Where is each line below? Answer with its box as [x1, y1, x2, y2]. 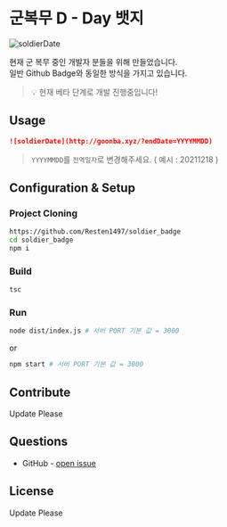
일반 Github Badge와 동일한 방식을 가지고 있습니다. [9, 68, 188, 78]
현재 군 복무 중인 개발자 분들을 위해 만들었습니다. [9, 56, 178, 67]
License [9, 483, 54, 499]
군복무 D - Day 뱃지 [9, 8, 144, 29]
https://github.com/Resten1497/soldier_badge [9, 227, 181, 236]
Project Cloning [9, 207, 78, 219]
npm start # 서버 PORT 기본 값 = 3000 [9, 360, 144, 369]
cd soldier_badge [9, 235, 74, 245]
